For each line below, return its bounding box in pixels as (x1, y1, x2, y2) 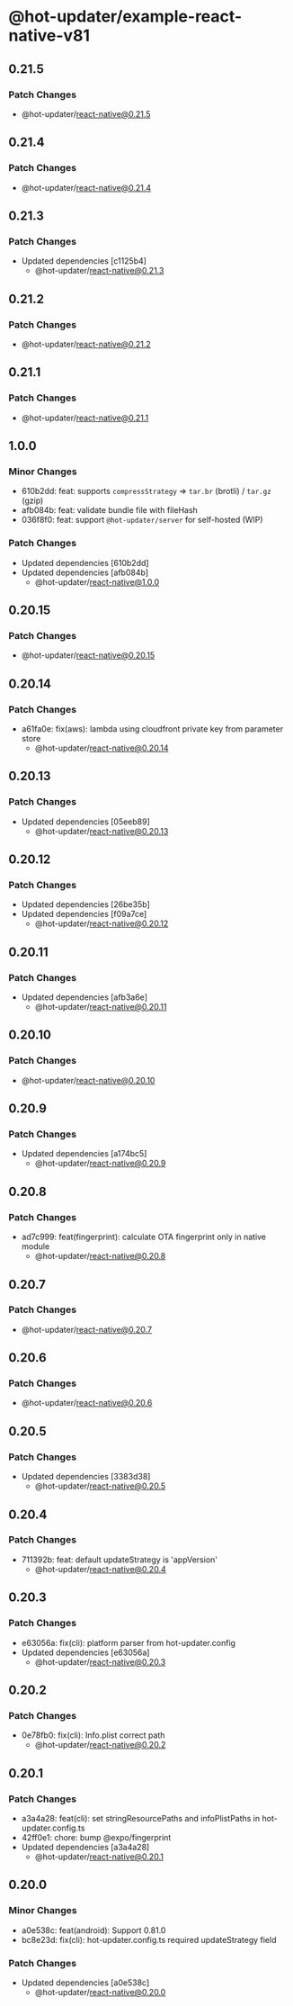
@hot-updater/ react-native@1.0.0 (34, 576, 159, 587)
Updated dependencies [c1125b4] (21, 256, 147, 266)
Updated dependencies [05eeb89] (21, 816, 150, 827)
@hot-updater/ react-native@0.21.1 (21, 412, 149, 423)
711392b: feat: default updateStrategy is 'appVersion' (21, 1554, 218, 1565)
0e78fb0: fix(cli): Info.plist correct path (21, 1730, 165, 1741)
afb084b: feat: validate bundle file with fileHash (21, 505, 199, 516)
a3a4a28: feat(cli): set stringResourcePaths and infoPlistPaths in (21, 1813, 261, 1823)
